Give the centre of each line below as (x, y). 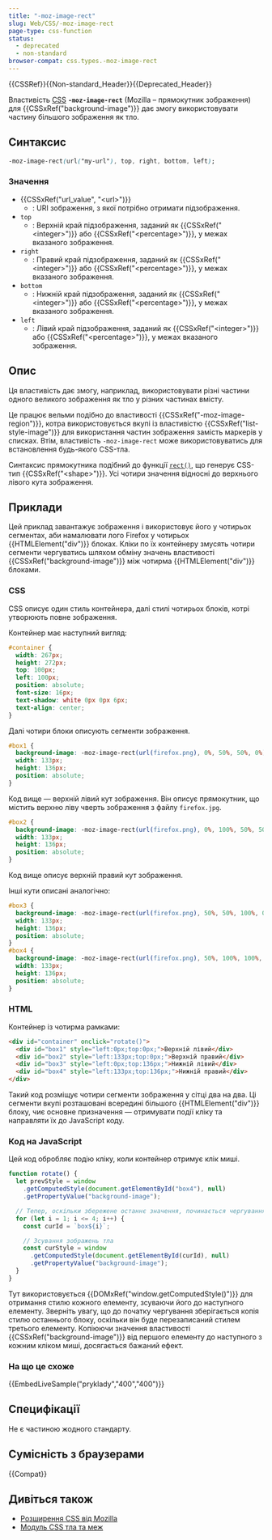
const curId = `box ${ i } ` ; (67, 1226)
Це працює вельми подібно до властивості (83, 414)
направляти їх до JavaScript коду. (66, 1121)
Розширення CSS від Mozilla (69, 1519)
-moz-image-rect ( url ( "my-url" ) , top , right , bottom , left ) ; (112, 161)
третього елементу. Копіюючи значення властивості (100, 1328)
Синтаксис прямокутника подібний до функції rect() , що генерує (122, 465)
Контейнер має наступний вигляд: (68, 633)
